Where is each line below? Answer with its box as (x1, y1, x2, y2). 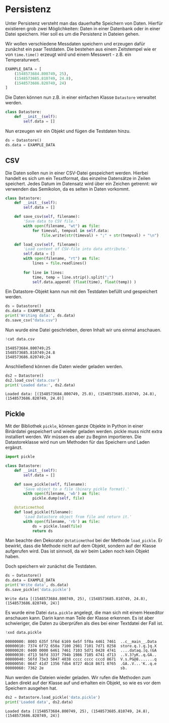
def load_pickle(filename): (14, 510, 73, 515)
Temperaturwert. (5, 56, 40, 63)
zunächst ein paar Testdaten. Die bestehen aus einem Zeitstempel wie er (5, 46, 157, 52)
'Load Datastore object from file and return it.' (23, 514, 132, 519)
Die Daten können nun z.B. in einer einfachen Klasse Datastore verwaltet (5, 94, 156, 100)
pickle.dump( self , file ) (32, 496, 85, 501)
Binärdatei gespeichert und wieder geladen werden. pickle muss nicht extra (5, 429, 162, 435)
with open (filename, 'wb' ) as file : (23, 491, 100, 496)
